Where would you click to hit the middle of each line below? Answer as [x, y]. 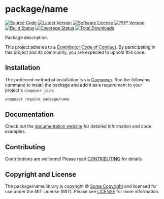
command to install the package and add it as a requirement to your [74, 85]
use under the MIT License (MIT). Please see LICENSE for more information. [82, 192]
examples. [16, 132]
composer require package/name [37, 99]
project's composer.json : [30, 90]
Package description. [27, 37]
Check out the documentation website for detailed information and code [78, 126]
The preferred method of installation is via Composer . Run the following [78, 79]
